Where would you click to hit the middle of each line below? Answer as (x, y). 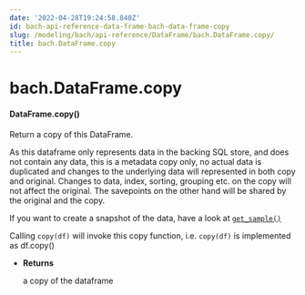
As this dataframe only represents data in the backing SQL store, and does (149, 152)
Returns (38, 263)
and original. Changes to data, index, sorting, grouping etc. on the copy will (150, 181)
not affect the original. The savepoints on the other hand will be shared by (148, 190)
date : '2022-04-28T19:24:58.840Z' (75, 18)
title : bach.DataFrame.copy (63, 43)
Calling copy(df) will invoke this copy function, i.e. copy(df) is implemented (150, 235)
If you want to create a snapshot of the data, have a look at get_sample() (146, 218)
